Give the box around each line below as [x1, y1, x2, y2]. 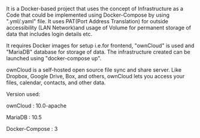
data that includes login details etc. [6, 30, 93, 38]
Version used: [6, 91, 41, 97]
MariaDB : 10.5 [6, 114, 42, 121]
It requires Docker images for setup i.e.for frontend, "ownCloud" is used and [6, 42, 195, 49]
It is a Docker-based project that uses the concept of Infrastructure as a [6, 5, 184, 12]
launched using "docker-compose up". [6, 55, 102, 62]
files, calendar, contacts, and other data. [6, 79, 106, 86]
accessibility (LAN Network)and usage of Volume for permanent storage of [6, 24, 192, 31]
